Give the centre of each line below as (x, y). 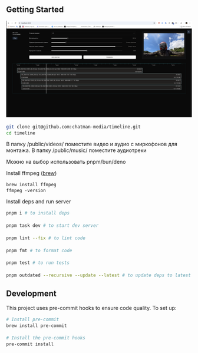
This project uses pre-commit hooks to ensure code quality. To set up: (91, 308)
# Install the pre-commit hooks (46, 338)
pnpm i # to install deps (38, 213)
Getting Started (35, 10)
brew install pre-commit (37, 326)
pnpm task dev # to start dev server (52, 226)
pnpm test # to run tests (38, 263)
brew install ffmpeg (32, 185)
